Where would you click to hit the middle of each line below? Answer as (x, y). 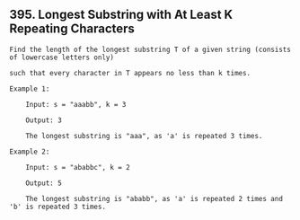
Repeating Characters (72, 29)
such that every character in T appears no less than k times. (130, 73)
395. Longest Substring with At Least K (121, 15)
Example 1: (30, 89)
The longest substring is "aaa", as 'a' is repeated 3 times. (144, 136)
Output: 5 (44, 183)
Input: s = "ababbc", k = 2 (78, 167)
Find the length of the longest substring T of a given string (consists (150, 49)
